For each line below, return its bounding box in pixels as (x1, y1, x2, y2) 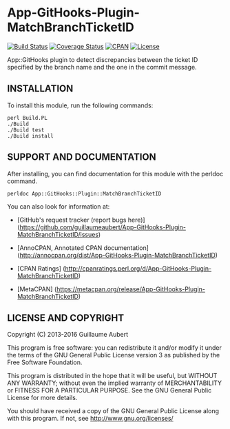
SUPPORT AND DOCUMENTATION (7, 151, 156, 163)
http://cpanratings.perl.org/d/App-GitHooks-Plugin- (65, 264, 212, 273)
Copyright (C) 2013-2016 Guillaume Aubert (7, 331, 129, 339)
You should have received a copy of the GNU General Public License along (7, 407, 219, 415)
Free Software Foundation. (7, 358, 83, 366)
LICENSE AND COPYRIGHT (7, 312, 125, 324)
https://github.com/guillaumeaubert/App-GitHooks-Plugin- (19, 222, 186, 231)
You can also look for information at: (7, 202, 110, 211)
